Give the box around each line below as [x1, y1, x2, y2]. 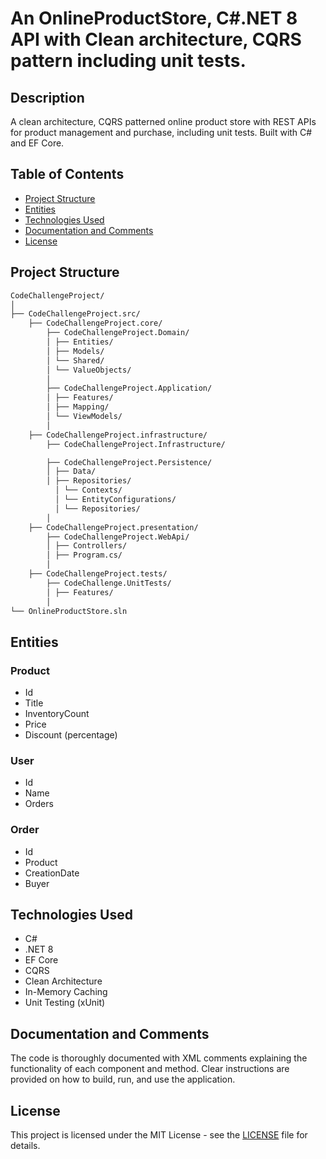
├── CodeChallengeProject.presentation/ [28, 522, 199, 532]
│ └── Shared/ [46, 355, 105, 366]
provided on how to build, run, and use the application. [10, 1073, 236, 1086]
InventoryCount [24, 708, 90, 720]
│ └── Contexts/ [54, 485, 123, 496]
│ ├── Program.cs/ [46, 550, 123, 561]
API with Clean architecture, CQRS [10, 28, 302, 51]
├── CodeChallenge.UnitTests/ [46, 578, 172, 588]
